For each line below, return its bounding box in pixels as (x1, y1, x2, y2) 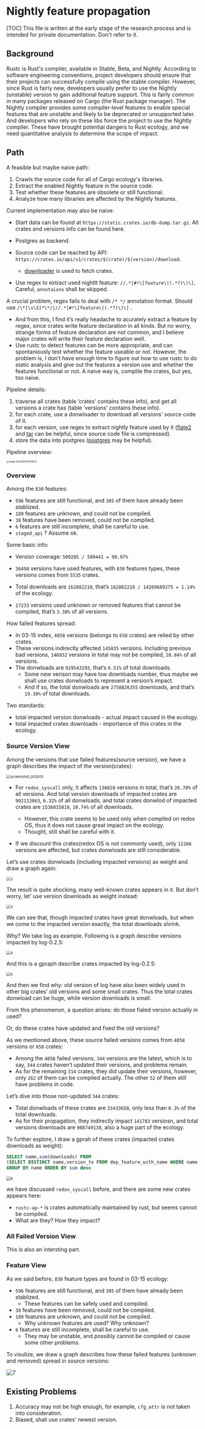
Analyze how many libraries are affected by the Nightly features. (15, 195, 177, 202)
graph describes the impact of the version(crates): (6, 762, 133, 770)
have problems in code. (15, 1080, 74, 1088)
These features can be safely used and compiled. (24, 1300, 149, 1307)
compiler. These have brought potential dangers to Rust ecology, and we (6, 123, 189, 131)
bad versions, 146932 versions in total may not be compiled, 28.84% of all (15, 651, 196, 659)
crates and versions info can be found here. (15, 225, 125, 233)
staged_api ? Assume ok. (15, 529, 78, 537)
